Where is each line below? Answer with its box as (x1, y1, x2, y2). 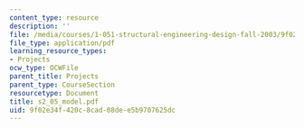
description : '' (9, 22, 71, 31)
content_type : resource (9, 13, 100, 23)
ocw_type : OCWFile (9, 64, 79, 73)
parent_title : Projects (9, 72, 100, 81)
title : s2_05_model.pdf (9, 96, 100, 106)
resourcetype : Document (9, 88, 100, 97)
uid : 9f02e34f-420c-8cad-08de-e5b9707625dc (9, 105, 176, 114)
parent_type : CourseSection (9, 80, 116, 89)
